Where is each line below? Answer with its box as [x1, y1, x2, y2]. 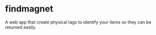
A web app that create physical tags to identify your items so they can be [5, 19, 152, 25]
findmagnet [5, 3, 53, 14]
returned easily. [5, 24, 36, 30]
